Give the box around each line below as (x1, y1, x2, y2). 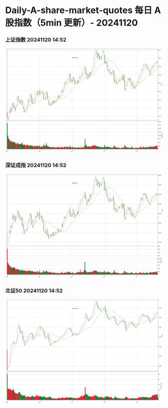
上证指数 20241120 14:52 (5, 36, 67, 43)
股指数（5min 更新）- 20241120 (5, 17, 138, 29)
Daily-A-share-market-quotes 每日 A (5, 5, 161, 16)
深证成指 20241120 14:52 (5, 162, 67, 169)
